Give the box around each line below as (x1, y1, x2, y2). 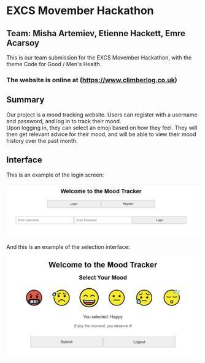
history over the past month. (6, 137, 78, 144)
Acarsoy (6, 37, 40, 48)
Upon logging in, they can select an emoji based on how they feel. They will (6, 124, 198, 131)
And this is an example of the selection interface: (6, 243, 130, 251)
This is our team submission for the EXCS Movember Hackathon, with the (6, 54, 192, 61)
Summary (6, 94, 45, 105)
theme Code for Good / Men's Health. (6, 61, 102, 67)
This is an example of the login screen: (6, 171, 104, 178)
